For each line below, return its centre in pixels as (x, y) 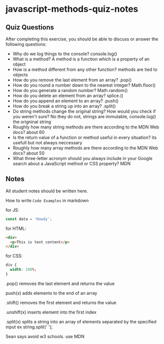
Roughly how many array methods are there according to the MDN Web (85, 148)
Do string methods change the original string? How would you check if (84, 111)
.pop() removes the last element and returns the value (60, 283)
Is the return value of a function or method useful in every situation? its (85, 137)
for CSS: (14, 256)
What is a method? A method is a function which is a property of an (81, 59)
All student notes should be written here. (47, 191)
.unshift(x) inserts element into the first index (51, 312)
